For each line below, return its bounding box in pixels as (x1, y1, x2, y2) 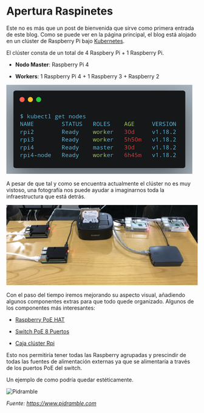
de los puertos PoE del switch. (6, 364, 83, 372)
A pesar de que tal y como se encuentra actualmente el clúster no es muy (6, 180, 191, 187)
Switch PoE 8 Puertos (15, 327, 70, 335)
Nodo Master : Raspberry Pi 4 (15, 61, 89, 68)
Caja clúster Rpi (15, 339, 55, 347)
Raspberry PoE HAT (15, 316, 65, 323)
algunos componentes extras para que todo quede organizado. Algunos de (6, 297, 194, 305)
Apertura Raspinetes (6, 4, 114, 18)
